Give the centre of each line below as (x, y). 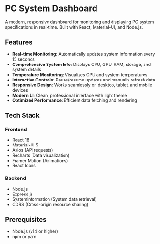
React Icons (24, 166)
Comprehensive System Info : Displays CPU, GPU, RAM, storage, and (81, 64)
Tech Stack (22, 116)
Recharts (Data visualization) (41, 155)
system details (26, 69)
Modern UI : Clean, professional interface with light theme (69, 95)
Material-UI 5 (25, 145)
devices (20, 90)
